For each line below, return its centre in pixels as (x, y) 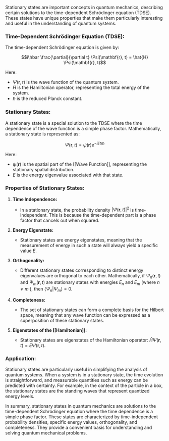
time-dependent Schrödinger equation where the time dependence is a (79, 411)
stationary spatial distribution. (43, 170)
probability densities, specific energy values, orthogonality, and (71, 422)
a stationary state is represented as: (42, 134)
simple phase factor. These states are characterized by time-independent (81, 417)
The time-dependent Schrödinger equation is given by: (62, 47)
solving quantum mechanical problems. (46, 433)
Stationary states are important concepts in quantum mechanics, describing (84, 7)
